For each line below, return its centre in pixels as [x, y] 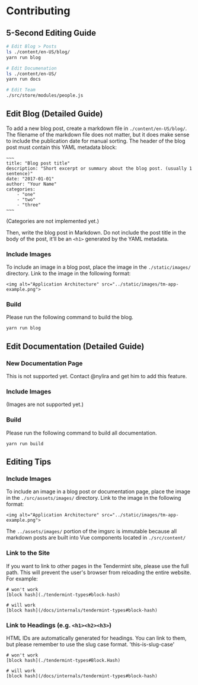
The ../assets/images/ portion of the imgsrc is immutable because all [91, 531]
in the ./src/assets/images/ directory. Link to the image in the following [94, 498]
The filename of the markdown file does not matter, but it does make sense [98, 134]
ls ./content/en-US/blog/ [38, 52]
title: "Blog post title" [38, 163]
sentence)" [20, 173]
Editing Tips [29, 462]
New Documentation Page [44, 363]
